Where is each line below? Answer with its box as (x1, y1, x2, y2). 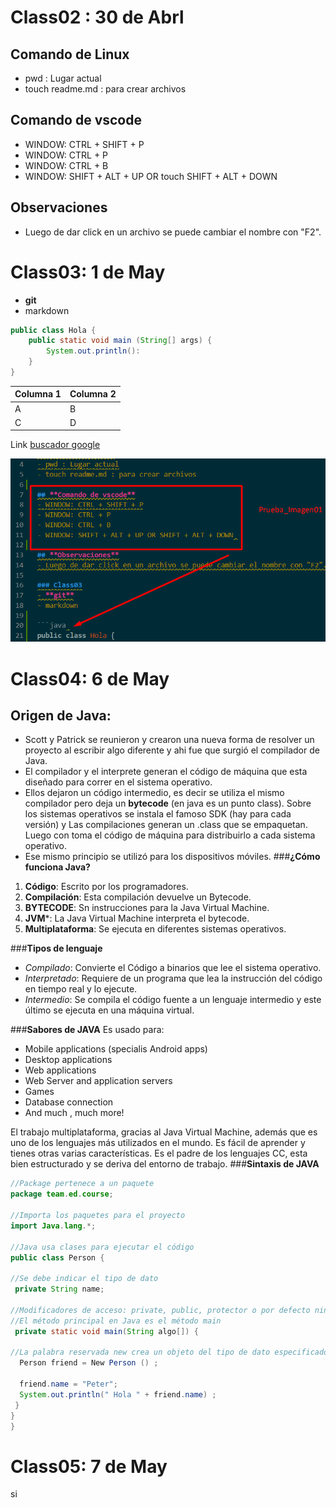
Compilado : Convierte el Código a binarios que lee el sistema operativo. (24, 962, 322, 974)
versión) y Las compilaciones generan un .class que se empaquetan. (24, 819, 308, 831)
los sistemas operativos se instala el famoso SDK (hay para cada (24, 808, 292, 820)
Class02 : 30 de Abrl (10, 6, 185, 29)
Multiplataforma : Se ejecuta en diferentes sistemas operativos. (24, 923, 287, 935)
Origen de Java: (10, 707, 112, 725)
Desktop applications (24, 1054, 113, 1066)
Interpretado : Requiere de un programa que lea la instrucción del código (24, 972, 323, 985)
